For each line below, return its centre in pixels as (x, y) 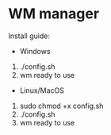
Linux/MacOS (42, 90)
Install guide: (29, 36)
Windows (35, 51)
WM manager (54, 14)
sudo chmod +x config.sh (61, 106)
